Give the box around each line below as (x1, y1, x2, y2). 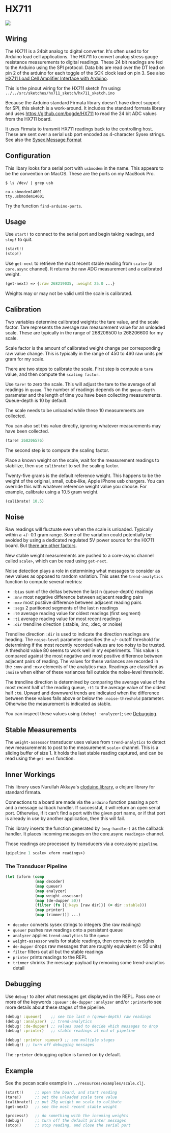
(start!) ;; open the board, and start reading (5, 1090, 117, 1095)
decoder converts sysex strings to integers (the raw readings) (12, 921, 141, 928)
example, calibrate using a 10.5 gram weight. (5, 489, 99, 495)
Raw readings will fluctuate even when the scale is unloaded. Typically (5, 526, 154, 532)
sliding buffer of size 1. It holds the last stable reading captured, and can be (5, 750, 163, 756)
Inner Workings (5, 770, 55, 779)
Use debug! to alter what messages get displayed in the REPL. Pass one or (5, 993, 161, 1000)
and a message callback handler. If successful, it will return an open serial (5, 805, 160, 810)
